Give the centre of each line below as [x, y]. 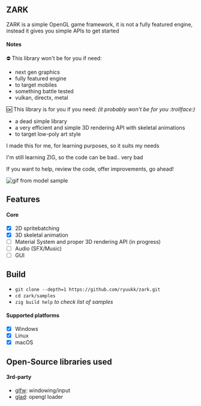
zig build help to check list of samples [64, 301]
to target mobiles [36, 85]
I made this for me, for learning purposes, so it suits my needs [83, 146]
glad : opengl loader [39, 396]
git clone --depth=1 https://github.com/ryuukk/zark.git [88, 289]
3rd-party [19, 377]
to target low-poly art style [48, 134]
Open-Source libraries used [59, 362]
